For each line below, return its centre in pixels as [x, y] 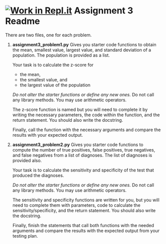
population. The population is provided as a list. [61, 55]
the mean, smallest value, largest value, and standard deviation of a [82, 50]
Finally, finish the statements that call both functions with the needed [83, 225]
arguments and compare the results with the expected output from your [86, 231]
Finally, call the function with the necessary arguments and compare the [86, 130]
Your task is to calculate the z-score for [53, 65]
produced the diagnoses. [38, 175]
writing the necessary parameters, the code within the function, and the [86, 115]
